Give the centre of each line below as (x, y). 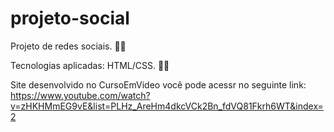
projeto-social (70, 18)
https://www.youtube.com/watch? (80, 95)
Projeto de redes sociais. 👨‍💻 (68, 46)
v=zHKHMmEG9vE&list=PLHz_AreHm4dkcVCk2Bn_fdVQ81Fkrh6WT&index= (167, 106)
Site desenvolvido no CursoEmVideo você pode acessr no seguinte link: (158, 84)
